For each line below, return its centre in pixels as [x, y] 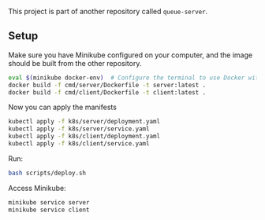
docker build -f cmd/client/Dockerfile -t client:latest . [107, 92]
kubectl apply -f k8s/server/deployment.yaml [84, 122]
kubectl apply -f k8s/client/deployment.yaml [84, 137]
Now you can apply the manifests [62, 107]
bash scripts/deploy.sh [47, 173]
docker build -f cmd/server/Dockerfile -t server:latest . [107, 85]
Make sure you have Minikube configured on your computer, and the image [131, 55]
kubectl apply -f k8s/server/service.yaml [79, 129]
